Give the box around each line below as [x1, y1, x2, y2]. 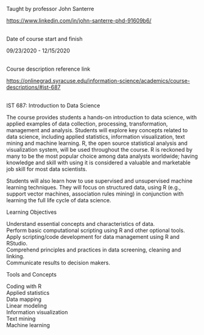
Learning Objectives [6, 208, 57, 216]
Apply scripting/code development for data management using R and [6, 233, 180, 240]
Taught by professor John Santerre [6, 5, 94, 12]
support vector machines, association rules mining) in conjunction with [6, 190, 184, 197]
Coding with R [6, 283, 42, 290]
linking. [6, 253, 25, 259]
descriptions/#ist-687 [6, 83, 61, 91]
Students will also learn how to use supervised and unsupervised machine [6, 177, 193, 185]
